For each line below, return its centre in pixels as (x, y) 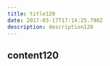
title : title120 (31, 14)
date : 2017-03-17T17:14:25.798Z (55, 20)
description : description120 (50, 27)
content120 (33, 55)
